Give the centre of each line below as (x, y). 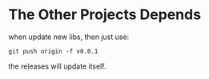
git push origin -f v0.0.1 (53, 51)
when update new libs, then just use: (69, 37)
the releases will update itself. (57, 66)
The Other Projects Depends (105, 15)
